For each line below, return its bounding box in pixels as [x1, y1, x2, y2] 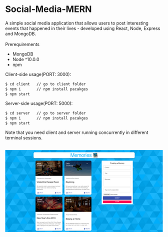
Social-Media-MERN [5, 3, 92, 15]
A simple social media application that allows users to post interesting [5, 20, 149, 26]
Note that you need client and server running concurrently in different [5, 129, 148, 135]
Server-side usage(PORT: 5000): [5, 100, 73, 106]
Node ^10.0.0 [12, 56, 39, 62]
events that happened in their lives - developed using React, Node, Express [5, 25, 160, 31]
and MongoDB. [5, 30, 36, 36]
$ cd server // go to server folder [5, 110, 86, 115]
